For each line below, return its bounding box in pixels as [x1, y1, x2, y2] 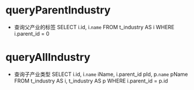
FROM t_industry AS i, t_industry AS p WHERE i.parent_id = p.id [14, 77, 169, 84]
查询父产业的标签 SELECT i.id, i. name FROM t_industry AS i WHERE [14, 23, 175, 30]
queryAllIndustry [5, 51, 91, 64]
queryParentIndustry [5, 4, 111, 17]
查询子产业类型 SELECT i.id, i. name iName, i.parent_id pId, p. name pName [14, 71, 188, 78]
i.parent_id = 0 [14, 30, 50, 37]
